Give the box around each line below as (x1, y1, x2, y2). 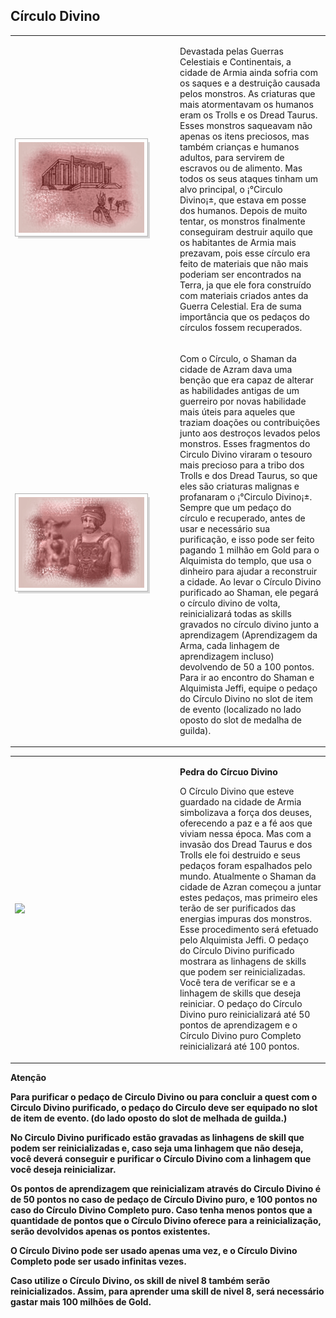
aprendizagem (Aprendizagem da (179, 629, 318, 641)
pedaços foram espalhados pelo (179, 860, 313, 872)
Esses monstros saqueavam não (179, 119, 313, 131)
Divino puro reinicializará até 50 (179, 1009, 311, 1021)
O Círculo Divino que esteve (179, 785, 295, 798)
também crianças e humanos (179, 140, 300, 153)
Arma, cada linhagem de (179, 639, 280, 651)
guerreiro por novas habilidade (179, 395, 307, 407)
